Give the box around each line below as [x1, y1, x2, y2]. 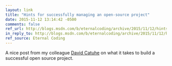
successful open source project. [5, 55, 74, 61]
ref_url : [5, 26, 24, 31]
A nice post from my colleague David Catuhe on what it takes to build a [5, 49, 155, 56]
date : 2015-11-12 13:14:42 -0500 [5, 17, 77, 22]
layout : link [5, 7, 33, 13]
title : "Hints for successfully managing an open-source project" [5, 12, 150, 17]
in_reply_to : [5, 31, 33, 36]
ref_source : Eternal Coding [5, 36, 66, 41]
